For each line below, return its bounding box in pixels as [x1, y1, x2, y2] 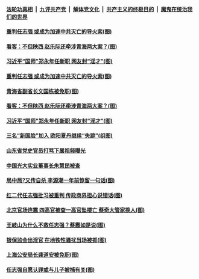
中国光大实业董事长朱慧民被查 [6, 162, 80, 169]
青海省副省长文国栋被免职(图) [6, 87, 80, 94]
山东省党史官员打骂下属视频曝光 [6, 147, 86, 154]
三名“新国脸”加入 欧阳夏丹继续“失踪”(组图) [6, 132, 113, 139]
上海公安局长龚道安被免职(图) [6, 251, 80, 259]
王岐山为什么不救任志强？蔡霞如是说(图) [6, 221, 106, 228]
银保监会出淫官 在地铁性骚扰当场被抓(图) [6, 236, 107, 244]
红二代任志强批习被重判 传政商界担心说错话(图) [6, 191, 122, 198]
